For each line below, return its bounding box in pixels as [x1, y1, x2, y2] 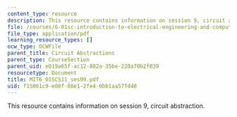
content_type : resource [7, 10, 78, 18]
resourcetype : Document [7, 69, 78, 76]
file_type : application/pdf [7, 30, 90, 37]
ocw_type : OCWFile [7, 43, 61, 50]
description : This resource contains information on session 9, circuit [7, 17, 226, 24]
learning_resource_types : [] [7, 37, 93, 44]
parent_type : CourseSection [7, 56, 90, 63]
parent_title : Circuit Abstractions [7, 50, 115, 57]
